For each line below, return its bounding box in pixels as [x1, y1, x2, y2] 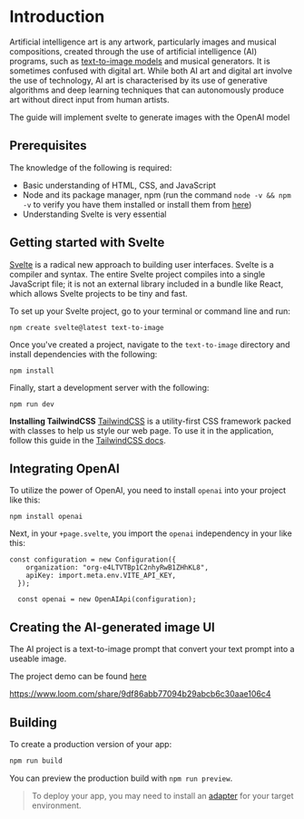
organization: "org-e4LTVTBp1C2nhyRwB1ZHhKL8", [25, 563, 209, 572]
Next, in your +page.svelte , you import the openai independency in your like [9, 528, 292, 539]
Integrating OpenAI [9, 461, 120, 476]
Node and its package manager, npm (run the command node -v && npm [22, 189, 292, 200]
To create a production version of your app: [9, 739, 172, 749]
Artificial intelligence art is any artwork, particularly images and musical [9, 36, 277, 47]
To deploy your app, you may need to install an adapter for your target [31, 790, 294, 801]
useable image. [9, 653, 67, 664]
